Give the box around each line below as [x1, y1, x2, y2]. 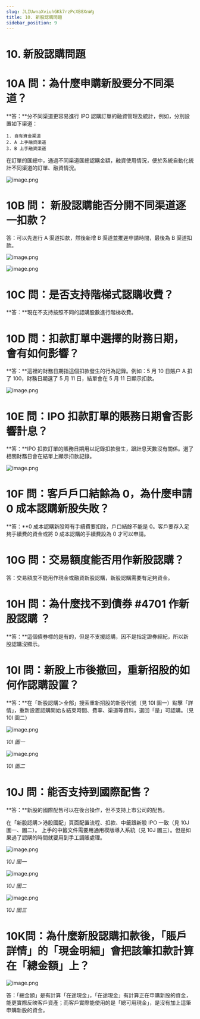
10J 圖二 [6, 882, 27, 889]
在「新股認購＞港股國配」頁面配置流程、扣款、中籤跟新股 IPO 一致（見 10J [6, 819, 189, 826]
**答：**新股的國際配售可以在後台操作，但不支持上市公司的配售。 [6, 806, 168, 813]
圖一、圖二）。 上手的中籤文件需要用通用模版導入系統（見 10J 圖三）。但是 [6, 826, 186, 833]
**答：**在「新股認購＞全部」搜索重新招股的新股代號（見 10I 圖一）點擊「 [6, 699, 189, 706]
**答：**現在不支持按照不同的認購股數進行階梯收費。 [6, 309, 137, 316]
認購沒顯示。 [11, 640, 43, 648]
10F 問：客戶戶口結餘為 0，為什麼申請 [6, 487, 192, 501]
